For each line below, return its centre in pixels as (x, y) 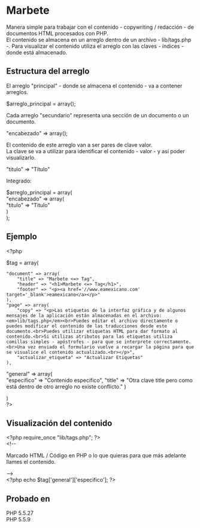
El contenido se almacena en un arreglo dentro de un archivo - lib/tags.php (99, 40)
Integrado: (19, 181)
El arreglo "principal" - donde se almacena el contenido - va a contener (94, 86)
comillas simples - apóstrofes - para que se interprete (79, 342)
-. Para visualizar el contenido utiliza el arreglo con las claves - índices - (95, 46)
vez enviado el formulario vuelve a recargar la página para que (111, 347)
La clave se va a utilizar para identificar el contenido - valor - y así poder (96, 151)
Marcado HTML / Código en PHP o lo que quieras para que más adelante (96, 456)
